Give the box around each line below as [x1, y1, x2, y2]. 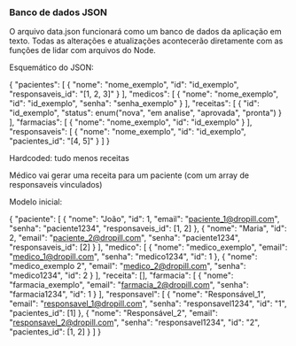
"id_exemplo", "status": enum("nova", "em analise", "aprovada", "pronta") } [9, 108, 282, 119]
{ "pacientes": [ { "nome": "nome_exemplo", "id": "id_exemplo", [9, 80, 239, 90]
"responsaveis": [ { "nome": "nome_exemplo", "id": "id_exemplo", [9, 127, 246, 137]
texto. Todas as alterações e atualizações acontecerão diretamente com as [9, 35, 284, 46]
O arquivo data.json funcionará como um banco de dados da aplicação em [9, 27, 282, 37]
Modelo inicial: [9, 196, 63, 207]
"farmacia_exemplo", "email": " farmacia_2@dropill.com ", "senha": [9, 280, 250, 290]
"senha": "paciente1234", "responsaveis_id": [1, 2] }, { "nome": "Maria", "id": [9, 223, 287, 234]
